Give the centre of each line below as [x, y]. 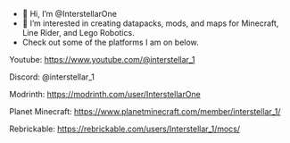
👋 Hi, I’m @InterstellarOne [70, 14]
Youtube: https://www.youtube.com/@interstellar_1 [102, 59]
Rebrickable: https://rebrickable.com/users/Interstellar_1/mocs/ [125, 129]
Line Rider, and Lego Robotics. [79, 33]
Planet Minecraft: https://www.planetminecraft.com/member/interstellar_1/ [145, 111]
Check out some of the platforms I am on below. [110, 42]
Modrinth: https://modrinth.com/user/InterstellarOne [105, 94]
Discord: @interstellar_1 [52, 77]
